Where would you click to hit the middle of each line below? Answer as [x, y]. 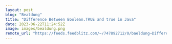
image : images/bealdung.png [35, 29]
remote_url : [18, 33]
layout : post [19, 10]
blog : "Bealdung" [24, 15]
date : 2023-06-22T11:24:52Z [35, 24]
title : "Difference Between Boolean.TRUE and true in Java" [71, 19]
